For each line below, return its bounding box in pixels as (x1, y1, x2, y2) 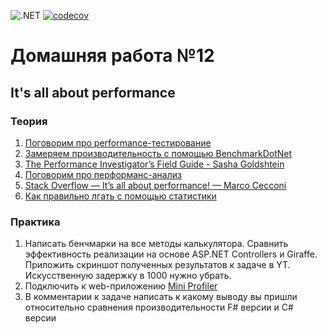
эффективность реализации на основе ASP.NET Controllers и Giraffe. (24, 248, 318, 260)
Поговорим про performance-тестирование (24, 136, 212, 149)
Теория (10, 114, 48, 128)
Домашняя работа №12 (10, 45, 215, 67)
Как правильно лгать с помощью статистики (24, 190, 217, 202)
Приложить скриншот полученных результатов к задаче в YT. (24, 259, 291, 271)
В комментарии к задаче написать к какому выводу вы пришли (24, 291, 298, 303)
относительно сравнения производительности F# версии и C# (24, 301, 294, 314)
